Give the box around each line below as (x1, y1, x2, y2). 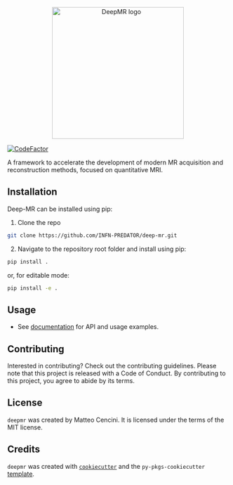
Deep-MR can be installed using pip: (7, 205, 113, 213)
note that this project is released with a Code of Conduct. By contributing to (7, 369, 226, 377)
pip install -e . (7, 285, 58, 292)
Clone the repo (17, 218, 61, 226)
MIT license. (7, 422, 44, 432)
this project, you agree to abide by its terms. (7, 377, 135, 385)
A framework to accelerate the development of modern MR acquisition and (7, 158, 223, 167)
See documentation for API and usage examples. (17, 323, 159, 331)
